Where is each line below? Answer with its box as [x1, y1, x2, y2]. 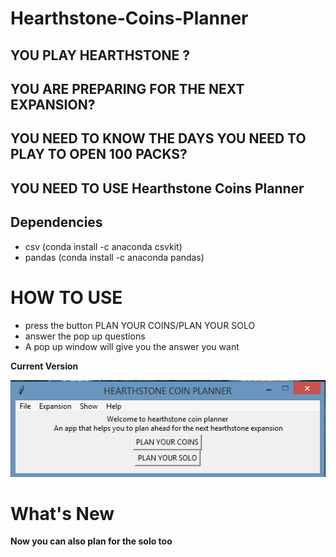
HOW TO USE [10, 286, 123, 309]
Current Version [10, 360, 79, 372]
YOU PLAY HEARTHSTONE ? [10, 47, 191, 64]
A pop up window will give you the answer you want [24, 340, 240, 352]
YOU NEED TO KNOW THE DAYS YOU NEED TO [10, 130, 307, 147]
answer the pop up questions [24, 330, 146, 342]
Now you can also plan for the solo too [10, 535, 173, 547]
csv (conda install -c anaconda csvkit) [24, 240, 183, 252]
